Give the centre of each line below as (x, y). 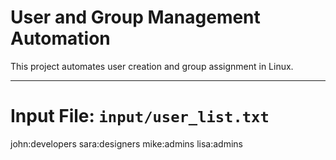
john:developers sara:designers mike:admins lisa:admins (126, 143)
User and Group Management (135, 17)
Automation (60, 38)
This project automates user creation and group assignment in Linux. (152, 66)
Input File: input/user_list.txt (140, 116)
